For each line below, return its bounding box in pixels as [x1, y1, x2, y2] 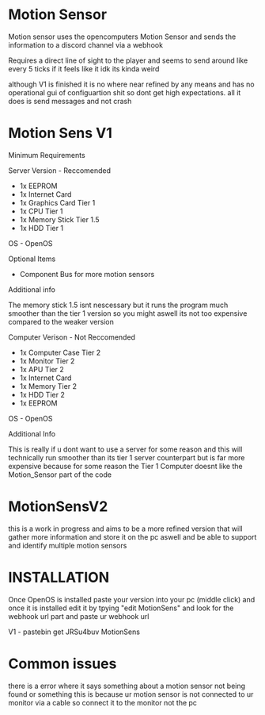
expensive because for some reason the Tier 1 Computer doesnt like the [8, 461, 243, 471]
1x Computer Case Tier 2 [19, 348, 101, 357]
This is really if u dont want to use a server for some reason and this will [8, 444, 243, 454]
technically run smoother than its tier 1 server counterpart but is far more [8, 452, 245, 462]
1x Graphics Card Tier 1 [19, 198, 96, 207]
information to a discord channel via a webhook [8, 40, 164, 49]
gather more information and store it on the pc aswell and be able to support [8, 532, 257, 541]
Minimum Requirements [8, 150, 85, 160]
